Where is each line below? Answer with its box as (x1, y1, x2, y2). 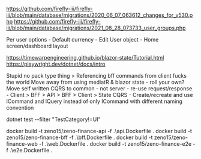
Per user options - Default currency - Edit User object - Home (6, 36, 159, 43)
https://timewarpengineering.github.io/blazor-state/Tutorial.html (6, 54, 164, 61)
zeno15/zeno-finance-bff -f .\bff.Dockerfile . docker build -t (6, 134, 153, 141)
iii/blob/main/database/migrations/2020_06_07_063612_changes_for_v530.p (6, 11, 193, 19)
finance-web (6, 140, 38, 147)
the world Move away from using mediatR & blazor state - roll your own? (6, 78, 185, 86)
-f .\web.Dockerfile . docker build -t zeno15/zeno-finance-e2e (38, 140, 192, 147)
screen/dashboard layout (6, 42, 68, 49)
